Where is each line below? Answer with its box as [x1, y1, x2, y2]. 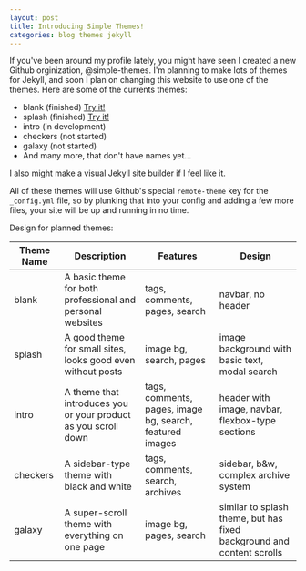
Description [74, 250, 127, 262]
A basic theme [64, 270, 126, 283]
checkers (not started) [22, 131, 107, 142]
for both [64, 282, 98, 295]
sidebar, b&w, [219, 457, 278, 470]
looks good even [64, 354, 136, 367]
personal [64, 305, 102, 318]
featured [145, 425, 182, 438]
